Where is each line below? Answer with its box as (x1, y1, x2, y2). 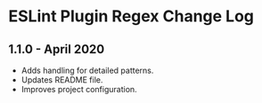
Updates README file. (20, 75, 103, 85)
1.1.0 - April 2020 (8, 42, 105, 57)
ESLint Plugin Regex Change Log (8, 6, 255, 27)
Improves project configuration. (20, 84, 137, 94)
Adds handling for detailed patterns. (20, 65, 154, 75)
